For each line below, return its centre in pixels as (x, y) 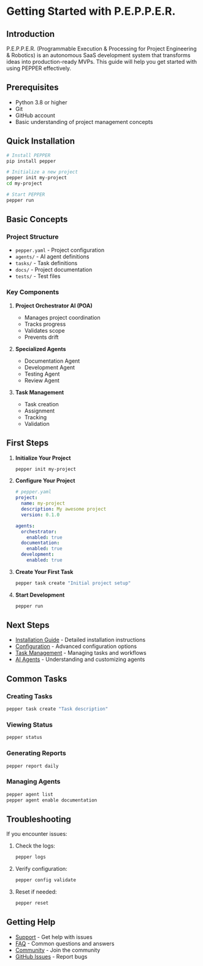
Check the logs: (35, 846)
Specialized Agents (40, 349)
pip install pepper (31, 161)
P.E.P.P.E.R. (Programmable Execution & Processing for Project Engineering (101, 48)
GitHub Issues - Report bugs (51, 956)
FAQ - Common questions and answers (65, 943)
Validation (37, 423)
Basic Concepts (37, 219)
